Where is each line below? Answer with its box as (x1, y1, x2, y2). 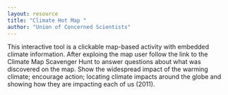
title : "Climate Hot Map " (7, 17, 87, 24)
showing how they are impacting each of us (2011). (7, 80, 155, 89)
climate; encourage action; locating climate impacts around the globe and (7, 72, 222, 81)
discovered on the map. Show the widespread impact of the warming (7, 65, 208, 74)
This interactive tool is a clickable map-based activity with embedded (7, 43, 210, 51)
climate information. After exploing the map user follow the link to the (7, 50, 208, 58)
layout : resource (7, 10, 59, 18)
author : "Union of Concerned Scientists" (7, 23, 131, 30)
